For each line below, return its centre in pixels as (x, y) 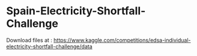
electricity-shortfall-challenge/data (50, 46)
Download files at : (29, 40)
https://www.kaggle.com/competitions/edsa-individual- (122, 40)
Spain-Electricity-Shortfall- (76, 11)
